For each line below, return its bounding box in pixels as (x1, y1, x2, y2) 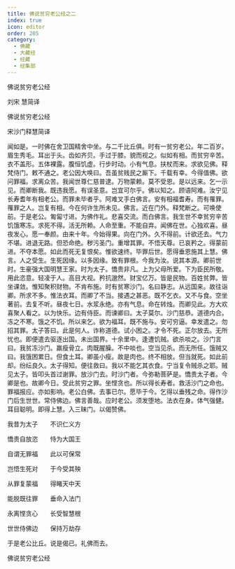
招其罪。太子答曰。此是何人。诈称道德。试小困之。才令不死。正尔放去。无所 (7, 326, 228, 334)
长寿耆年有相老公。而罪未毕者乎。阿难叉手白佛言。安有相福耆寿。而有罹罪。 (7, 194, 228, 203)
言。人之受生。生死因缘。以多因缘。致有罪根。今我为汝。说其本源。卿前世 (7, 256, 222, 264)
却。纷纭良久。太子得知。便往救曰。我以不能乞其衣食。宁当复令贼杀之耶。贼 (7, 361, 228, 369)
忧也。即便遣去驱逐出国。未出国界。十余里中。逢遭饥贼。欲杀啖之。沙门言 (7, 334, 222, 343)
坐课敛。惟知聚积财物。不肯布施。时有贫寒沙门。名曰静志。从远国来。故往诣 (7, 282, 228, 291)
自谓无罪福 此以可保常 (7, 449, 81, 458)
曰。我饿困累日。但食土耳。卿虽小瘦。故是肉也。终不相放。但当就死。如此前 (7, 352, 228, 361)
